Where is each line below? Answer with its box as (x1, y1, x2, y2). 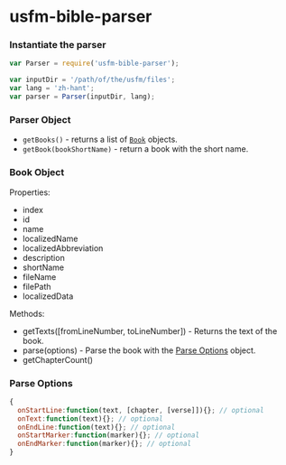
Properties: (9, 187, 51, 198)
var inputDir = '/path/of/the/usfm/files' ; (9, 75, 176, 85)
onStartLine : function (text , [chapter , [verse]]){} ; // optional (17, 405, 264, 414)
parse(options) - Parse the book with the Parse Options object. (22, 345, 256, 356)
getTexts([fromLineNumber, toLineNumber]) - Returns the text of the (22, 325, 278, 336)
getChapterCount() (22, 354, 93, 365)
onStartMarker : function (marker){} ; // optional (17, 431, 200, 440)
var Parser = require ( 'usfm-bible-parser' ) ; (9, 59, 180, 69)
